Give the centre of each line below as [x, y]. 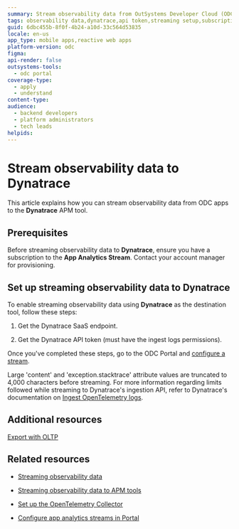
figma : [17, 54]
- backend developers [46, 113]
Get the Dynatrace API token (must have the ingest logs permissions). [120, 339]
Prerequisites [38, 233]
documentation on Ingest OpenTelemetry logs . [75, 397]
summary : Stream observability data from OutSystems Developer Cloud [113, 14]
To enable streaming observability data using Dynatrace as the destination [117, 304]
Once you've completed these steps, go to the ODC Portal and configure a [116, 353]
